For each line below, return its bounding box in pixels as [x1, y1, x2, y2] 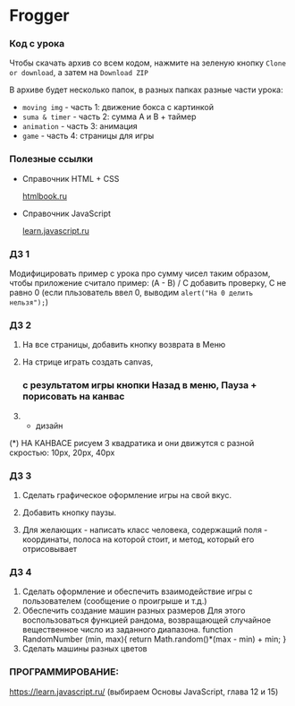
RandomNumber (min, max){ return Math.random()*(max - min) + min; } [21, 633, 287, 645]
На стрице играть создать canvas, [21, 357, 154, 367]
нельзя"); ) [9, 297, 49, 307]
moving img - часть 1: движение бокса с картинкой [21, 102, 215, 113]
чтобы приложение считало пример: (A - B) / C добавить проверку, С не [9, 278, 287, 288]
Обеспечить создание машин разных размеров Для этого [21, 606, 246, 616]
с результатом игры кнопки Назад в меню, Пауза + [21, 379, 257, 392]
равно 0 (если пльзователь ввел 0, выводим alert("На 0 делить [9, 288, 254, 298]
